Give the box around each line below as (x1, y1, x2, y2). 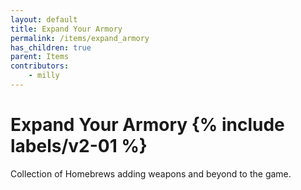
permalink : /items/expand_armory (10, 33, 150, 43)
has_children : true (10, 42, 92, 53)
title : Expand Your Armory (10, 24, 123, 34)
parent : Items (10, 52, 70, 62)
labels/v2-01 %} (10, 135, 148, 158)
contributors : (10, 61, 70, 71)
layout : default (10, 14, 78, 25)
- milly (28, 71, 60, 81)
